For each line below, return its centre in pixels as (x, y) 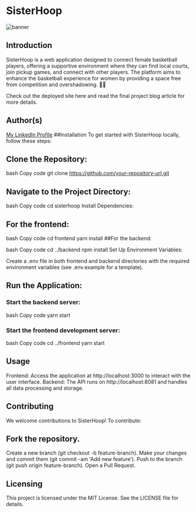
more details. (22, 102)
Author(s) (24, 120)
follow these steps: (29, 141)
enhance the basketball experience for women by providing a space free (94, 78)
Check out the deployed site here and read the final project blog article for (95, 95)
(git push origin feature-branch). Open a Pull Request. (71, 465)
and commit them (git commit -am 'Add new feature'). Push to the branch (94, 459)
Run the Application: (44, 286)
